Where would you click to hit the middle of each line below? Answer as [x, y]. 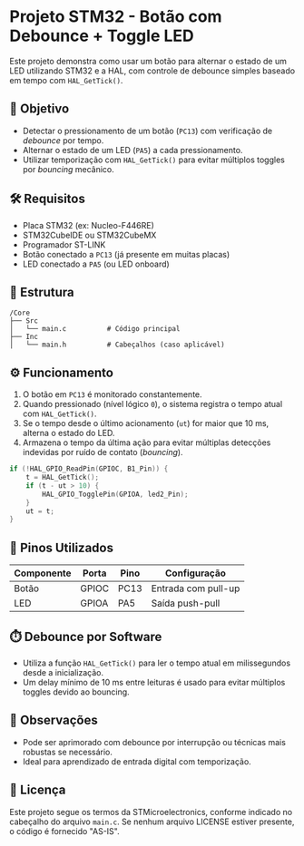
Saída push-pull [186, 603]
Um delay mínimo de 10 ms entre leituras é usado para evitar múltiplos [154, 682]
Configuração [196, 573]
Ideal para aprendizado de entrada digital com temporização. [137, 761]
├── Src [24, 321]
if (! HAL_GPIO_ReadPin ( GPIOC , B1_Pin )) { [89, 469]
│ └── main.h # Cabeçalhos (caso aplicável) [117, 345]
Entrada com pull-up [196, 588]
